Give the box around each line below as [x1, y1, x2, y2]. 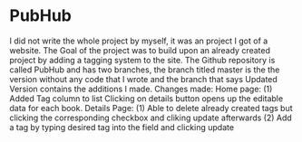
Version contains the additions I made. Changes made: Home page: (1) [9, 83, 273, 94]
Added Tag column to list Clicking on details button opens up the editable [9, 92, 284, 104]
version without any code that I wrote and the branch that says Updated [9, 73, 278, 84]
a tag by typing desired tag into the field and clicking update [9, 121, 234, 132]
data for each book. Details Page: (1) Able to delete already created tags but [9, 102, 293, 113]
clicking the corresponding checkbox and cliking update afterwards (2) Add [9, 112, 292, 123]
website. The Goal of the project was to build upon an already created [9, 44, 270, 55]
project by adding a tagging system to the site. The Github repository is [9, 54, 276, 65]
